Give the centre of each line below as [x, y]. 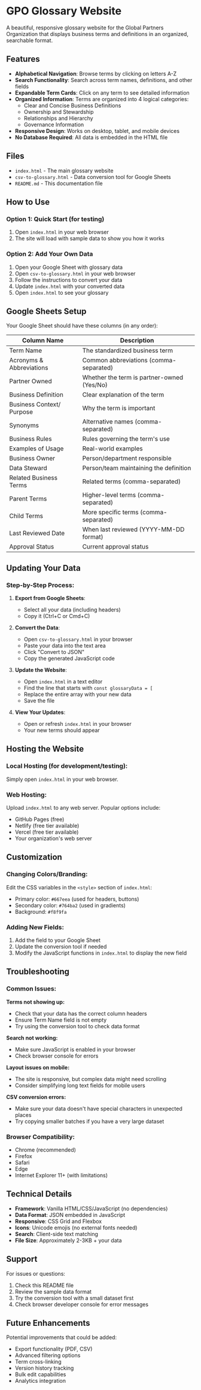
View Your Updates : [40, 712]
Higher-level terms [109, 495]
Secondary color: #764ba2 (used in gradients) [70, 905]
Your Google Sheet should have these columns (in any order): [82, 326]
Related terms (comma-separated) [132, 481]
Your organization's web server [54, 838]
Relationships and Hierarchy [59, 118]
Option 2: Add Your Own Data [50, 254]
